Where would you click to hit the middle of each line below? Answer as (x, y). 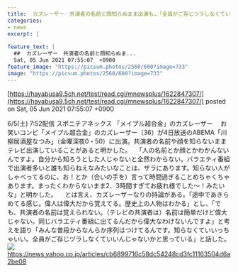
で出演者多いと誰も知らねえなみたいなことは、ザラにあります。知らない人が (119, 168)
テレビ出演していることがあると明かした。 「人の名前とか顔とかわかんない (118, 150)
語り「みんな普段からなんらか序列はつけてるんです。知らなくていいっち (125, 230)
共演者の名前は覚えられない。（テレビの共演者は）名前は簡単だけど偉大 (124, 212)
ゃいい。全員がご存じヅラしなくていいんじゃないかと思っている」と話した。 (119, 239)
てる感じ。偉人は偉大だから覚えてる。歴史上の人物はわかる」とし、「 (114, 203)
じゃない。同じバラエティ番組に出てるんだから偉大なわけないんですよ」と (116, 221)
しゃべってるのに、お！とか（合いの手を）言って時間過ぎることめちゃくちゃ (119, 176)
